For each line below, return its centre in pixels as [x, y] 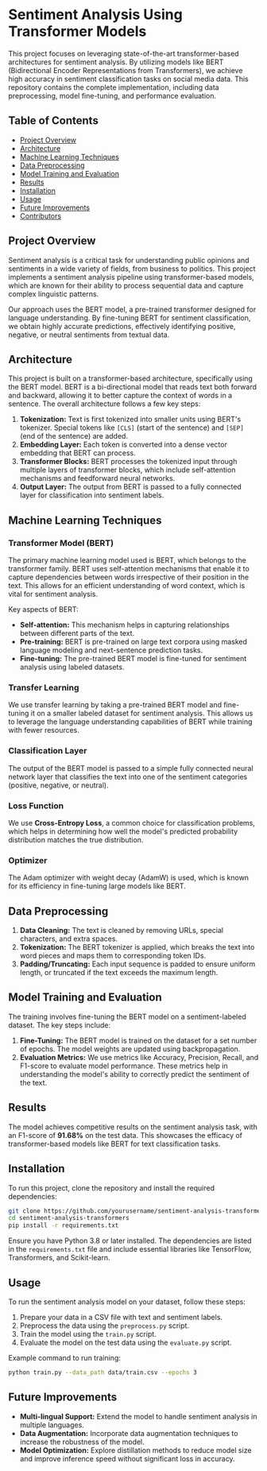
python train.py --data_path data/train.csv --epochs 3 [103, 1372]
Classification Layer [48, 751]
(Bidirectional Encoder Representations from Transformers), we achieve [126, 70]
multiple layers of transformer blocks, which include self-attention [128, 470]
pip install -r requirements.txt [64, 1225]
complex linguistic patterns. [54, 294]
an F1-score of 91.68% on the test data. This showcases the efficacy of [126, 1135]
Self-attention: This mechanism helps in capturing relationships [125, 625]
